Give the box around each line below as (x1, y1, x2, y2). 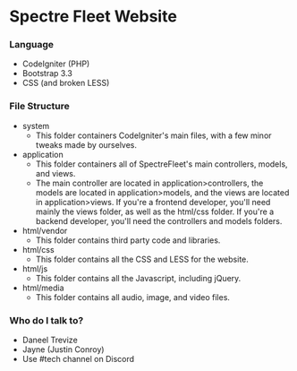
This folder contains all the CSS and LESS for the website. (35, 254, 249, 264)
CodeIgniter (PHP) (21, 58, 90, 69)
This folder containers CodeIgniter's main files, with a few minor (35, 130, 272, 141)
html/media (21, 282, 64, 293)
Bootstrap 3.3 (21, 68, 73, 79)
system (21, 120, 50, 131)
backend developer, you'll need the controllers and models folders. (35, 215, 283, 226)
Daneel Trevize (21, 334, 78, 346)
